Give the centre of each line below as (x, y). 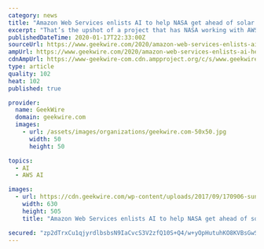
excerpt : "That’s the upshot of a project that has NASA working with (126, 30)
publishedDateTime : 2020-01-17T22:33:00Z (77, 37)
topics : (21, 161)
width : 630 (40, 204)
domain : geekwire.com (51, 117)
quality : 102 (29, 74)
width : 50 (45, 139)
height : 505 (42, 211)
